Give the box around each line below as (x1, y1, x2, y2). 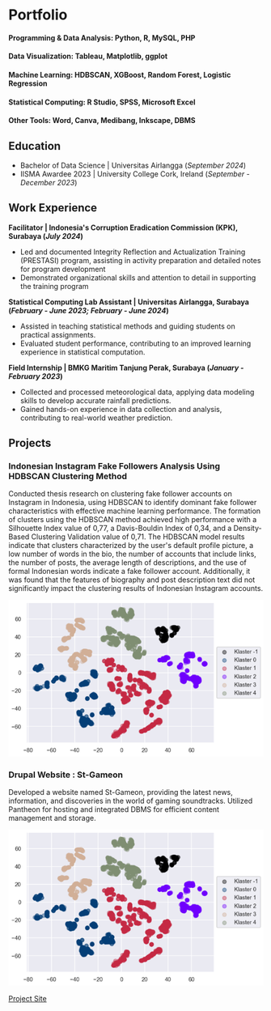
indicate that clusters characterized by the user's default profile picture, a (8, 541, 254, 550)
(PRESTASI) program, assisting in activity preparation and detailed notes (19, 255, 261, 265)
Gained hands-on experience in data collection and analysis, (19, 404, 222, 414)
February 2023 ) (8, 371, 63, 381)
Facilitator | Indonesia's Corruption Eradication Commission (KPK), (8, 223, 239, 232)
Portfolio (8, 6, 68, 24)
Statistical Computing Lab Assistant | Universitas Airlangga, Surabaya (8, 297, 249, 307)
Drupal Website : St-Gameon (8, 769, 124, 780)
